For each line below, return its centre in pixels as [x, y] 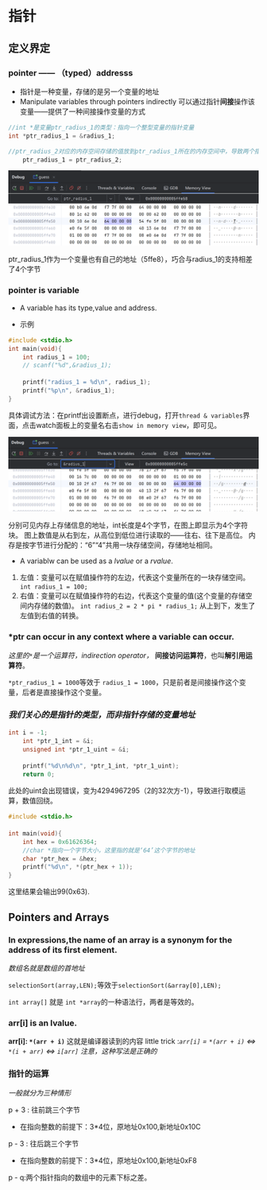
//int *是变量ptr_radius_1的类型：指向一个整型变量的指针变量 [101, 127]
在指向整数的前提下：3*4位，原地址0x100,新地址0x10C [110, 1126]
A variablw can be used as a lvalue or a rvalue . [96, 561]
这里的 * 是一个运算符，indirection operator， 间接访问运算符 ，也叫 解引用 [127, 655]
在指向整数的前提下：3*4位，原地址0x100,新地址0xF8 [108, 1160]
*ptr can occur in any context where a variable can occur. [121, 637]
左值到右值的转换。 [51, 616]
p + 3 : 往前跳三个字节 [44, 1110]
